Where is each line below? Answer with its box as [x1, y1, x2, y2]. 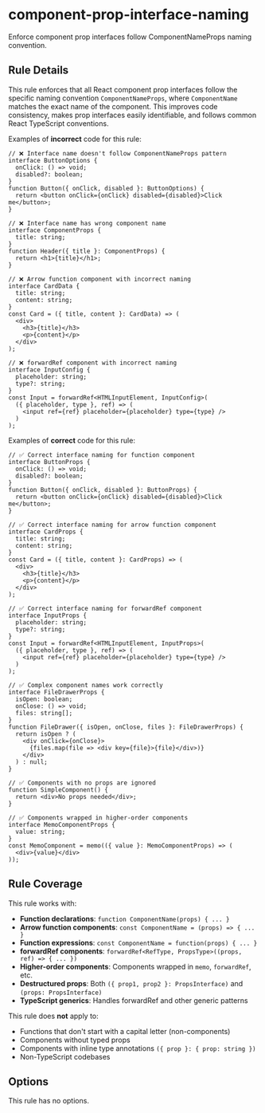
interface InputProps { [8, 612, 88, 619]
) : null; [15, 757, 48, 766]
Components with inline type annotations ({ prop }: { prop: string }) [19, 1043, 256, 1053]
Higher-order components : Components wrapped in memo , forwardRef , [19, 962, 252, 971]
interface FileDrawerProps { [8, 688, 105, 696]
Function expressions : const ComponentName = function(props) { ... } [19, 938, 258, 947]
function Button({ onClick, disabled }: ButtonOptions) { [8, 184, 205, 192]
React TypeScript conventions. [8, 118, 109, 128]
